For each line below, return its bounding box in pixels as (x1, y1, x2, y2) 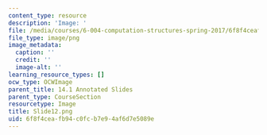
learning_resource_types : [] (8, 71, 105, 79)
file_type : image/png (8, 33, 80, 42)
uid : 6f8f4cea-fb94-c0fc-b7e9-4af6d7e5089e (8, 115, 155, 123)
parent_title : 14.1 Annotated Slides (8, 85, 133, 94)
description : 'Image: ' (8, 19, 87, 27)
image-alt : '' (15, 64, 62, 71)
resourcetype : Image (8, 100, 77, 108)
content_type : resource (8, 11, 87, 20)
